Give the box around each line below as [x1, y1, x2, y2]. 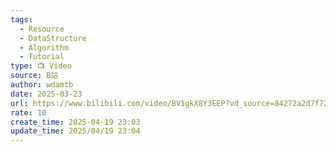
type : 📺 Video [10, 61, 72, 71]
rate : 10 [10, 107, 47, 118]
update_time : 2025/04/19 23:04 [10, 126, 141, 136]
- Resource [19, 24, 65, 34]
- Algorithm [19, 42, 70, 53]
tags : [10, 14, 33, 25]
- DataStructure [19, 33, 87, 43]
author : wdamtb [10, 80, 74, 90]
